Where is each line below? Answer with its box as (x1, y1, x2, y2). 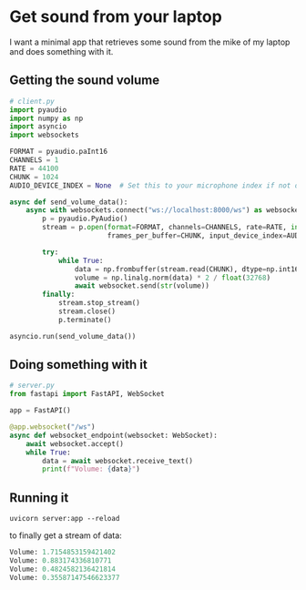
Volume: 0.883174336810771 (9, 556, 112, 565)
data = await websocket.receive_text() (42, 456, 194, 465)
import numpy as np (9, 114, 84, 123)
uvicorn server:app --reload (9, 514, 120, 524)
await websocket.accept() (25, 439, 125, 448)
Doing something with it (9, 357, 148, 372)
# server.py (9, 381, 55, 391)
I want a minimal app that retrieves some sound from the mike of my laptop (9, 36, 291, 47)
